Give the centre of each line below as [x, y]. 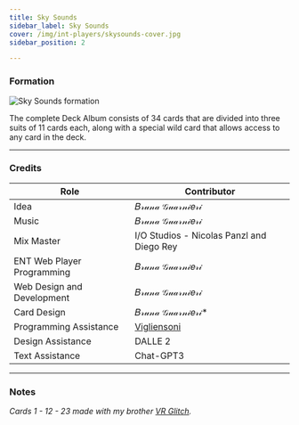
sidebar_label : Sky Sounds [59, 26]
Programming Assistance [66, 326]
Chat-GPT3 [160, 356]
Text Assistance [47, 356]
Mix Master [37, 241]
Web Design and [48, 286]
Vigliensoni [158, 326]
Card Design [40, 312]
